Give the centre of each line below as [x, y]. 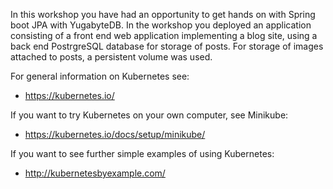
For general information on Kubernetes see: [100, 76]
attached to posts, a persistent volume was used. [111, 57]
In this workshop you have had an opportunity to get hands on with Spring [163, 14]
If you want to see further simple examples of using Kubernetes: [142, 153]
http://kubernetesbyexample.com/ [95, 173]
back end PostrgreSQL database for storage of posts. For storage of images [167, 46]
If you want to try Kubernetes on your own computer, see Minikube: [149, 115]
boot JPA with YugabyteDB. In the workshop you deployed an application [161, 25]
